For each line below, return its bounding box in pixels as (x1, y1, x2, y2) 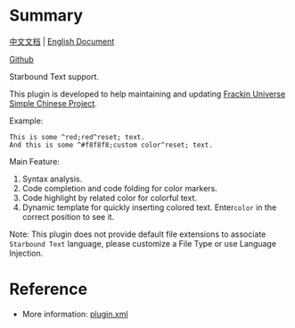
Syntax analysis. (21, 173, 83, 184)
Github (9, 54, 34, 64)
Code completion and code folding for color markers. (21, 182, 218, 193)
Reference (9, 279, 87, 299)
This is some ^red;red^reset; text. (9, 132, 145, 141)
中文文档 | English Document (9, 36, 115, 46)
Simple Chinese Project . (9, 97, 98, 108)
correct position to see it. (21, 211, 115, 222)
